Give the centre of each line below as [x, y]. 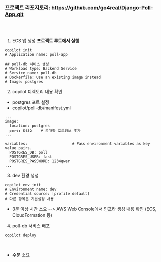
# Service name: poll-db [31, 73]
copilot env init [23, 185]
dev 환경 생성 [25, 176]
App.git [14, 14]
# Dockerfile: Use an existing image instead [53, 77]
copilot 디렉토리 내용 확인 [37, 92]
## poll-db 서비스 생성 [27, 64]
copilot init [19, 50]
